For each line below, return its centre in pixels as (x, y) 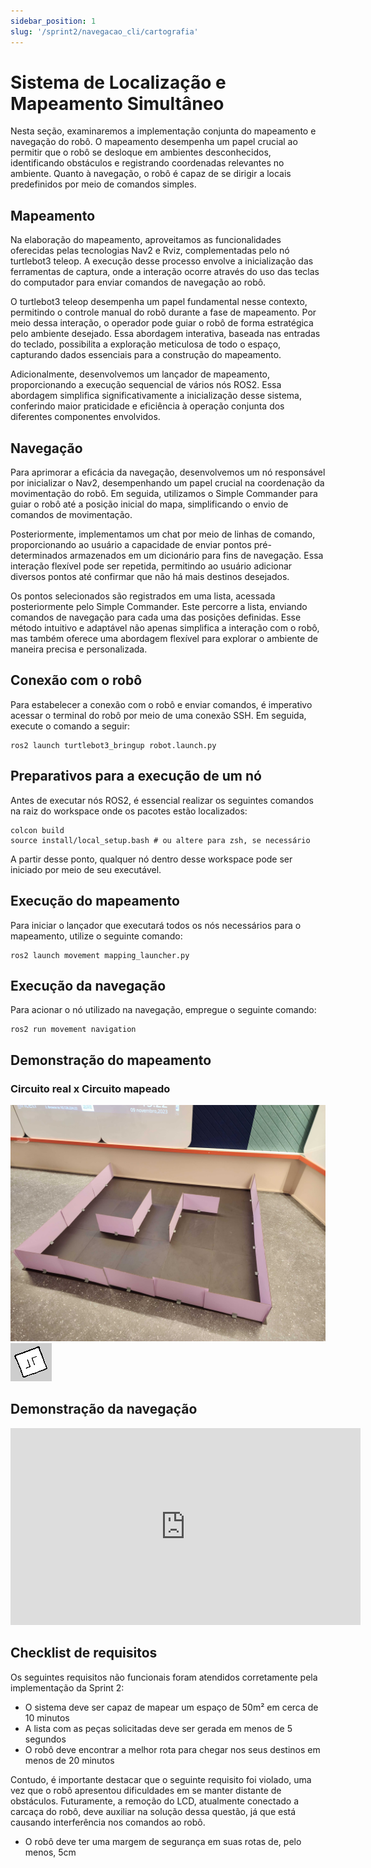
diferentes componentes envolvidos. (85, 417)
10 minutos (47, 1717)
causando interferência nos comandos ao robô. (108, 1822)
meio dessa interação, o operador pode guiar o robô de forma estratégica (162, 323)
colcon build (37, 830)
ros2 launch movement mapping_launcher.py (100, 955)
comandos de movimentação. (71, 515)
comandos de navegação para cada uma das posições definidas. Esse (156, 617)
